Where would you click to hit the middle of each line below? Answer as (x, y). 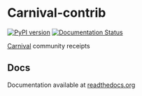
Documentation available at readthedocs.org (71, 85)
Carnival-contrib (57, 13)
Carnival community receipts (49, 46)
